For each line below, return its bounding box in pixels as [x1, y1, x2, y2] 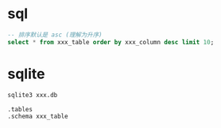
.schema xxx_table [7, 112, 68, 121]
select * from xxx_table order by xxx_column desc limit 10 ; [7, 38, 215, 46]
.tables [7, 105, 33, 113]
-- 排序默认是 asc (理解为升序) [7, 31, 103, 39]
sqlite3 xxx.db [7, 91, 58, 99]
